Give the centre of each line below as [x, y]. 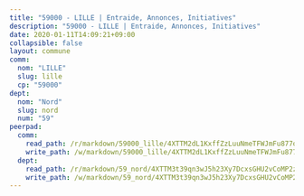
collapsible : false [46, 43]
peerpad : [26, 127]
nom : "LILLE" [42, 69]
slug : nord [38, 110]
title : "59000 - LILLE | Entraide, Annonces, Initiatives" [123, 18]
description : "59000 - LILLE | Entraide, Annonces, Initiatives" [135, 26]
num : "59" [36, 118]
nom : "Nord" [40, 102]
